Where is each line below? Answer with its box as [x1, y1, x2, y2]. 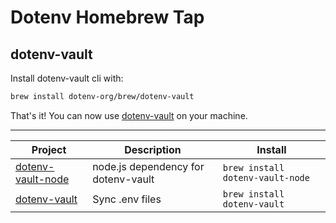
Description [124, 142, 182, 156]
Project [31, 142, 67, 156]
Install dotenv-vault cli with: [10, 72, 124, 84]
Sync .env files [92, 192, 162, 206]
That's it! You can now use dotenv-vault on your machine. [10, 109, 248, 121]
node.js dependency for [92, 159, 205, 173]
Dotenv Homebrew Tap [10, 6, 205, 29]
